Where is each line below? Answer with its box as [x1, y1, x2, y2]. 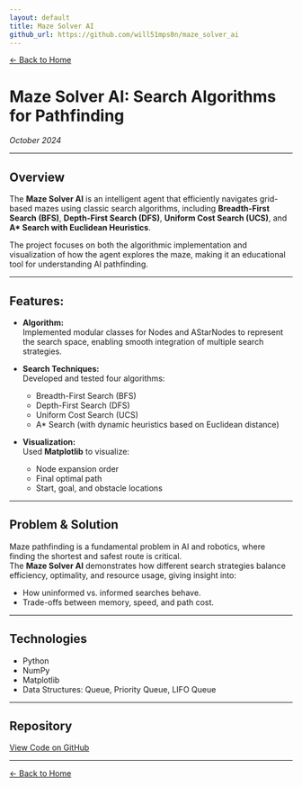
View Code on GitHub [9, 742, 90, 753]
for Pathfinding [9, 105, 125, 126]
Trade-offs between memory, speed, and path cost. [22, 596, 214, 608]
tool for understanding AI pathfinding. [9, 258, 148, 270]
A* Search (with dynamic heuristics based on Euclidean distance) [35, 419, 280, 430]
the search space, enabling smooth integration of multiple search [22, 336, 264, 347]
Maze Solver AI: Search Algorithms [9, 86, 277, 106]
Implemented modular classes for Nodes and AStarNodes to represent [22, 326, 284, 338]
